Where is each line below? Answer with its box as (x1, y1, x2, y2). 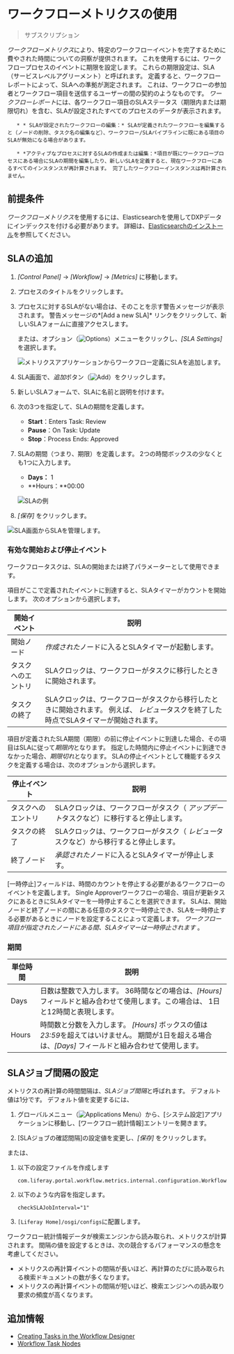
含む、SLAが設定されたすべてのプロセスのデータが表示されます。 (37, 106, 225, 115)
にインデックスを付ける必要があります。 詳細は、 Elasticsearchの (7, 221, 194, 230)
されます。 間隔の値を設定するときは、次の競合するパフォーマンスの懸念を (7, 1240, 222, 1249)
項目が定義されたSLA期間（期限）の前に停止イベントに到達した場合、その (7, 734, 221, 743)
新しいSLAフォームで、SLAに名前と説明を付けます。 (17, 388, 169, 396)
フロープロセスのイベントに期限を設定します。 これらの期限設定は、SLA (7, 63, 215, 71)
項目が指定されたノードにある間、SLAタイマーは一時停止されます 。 (7, 923, 204, 931)
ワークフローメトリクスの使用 (7, 6, 178, 22)
